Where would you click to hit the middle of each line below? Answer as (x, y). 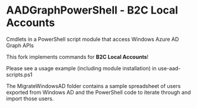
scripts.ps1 (19, 74)
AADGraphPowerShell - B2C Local (92, 10)
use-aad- (169, 68)
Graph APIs (20, 45)
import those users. (30, 99)
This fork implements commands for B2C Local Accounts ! (77, 57)
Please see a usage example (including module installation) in (82, 68)
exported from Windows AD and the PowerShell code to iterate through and (99, 92)
